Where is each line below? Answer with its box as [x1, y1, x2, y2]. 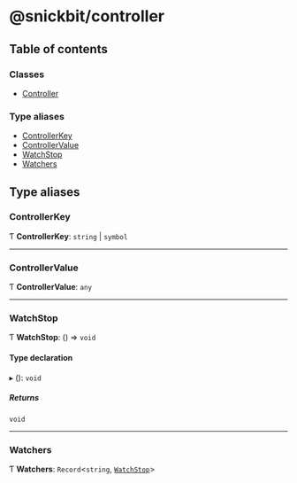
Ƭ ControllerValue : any [9, 282, 93, 292]
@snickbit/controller [9, 6, 165, 27]
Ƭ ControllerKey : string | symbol [9, 230, 128, 241]
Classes [9, 68, 45, 81]
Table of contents [9, 42, 108, 57]
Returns [9, 393, 40, 403]
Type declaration [9, 353, 73, 363]
